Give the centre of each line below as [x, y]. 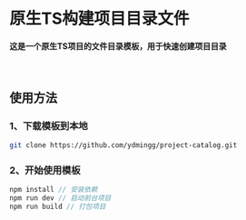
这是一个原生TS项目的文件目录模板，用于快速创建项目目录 [118, 45]
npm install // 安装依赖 [54, 190]
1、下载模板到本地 [49, 125]
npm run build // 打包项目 [58, 206]
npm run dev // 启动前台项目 [60, 198]
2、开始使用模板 [45, 170]
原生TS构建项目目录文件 [99, 19]
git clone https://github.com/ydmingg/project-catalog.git [123, 145]
